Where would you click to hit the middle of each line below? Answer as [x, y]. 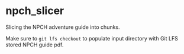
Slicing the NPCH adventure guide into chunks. [63, 27]
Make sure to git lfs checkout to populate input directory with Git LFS [92, 38]
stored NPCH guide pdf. [35, 45]
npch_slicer [35, 11]
